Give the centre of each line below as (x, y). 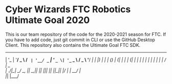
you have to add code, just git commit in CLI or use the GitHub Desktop (80, 40)
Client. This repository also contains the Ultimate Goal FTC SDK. (73, 45)
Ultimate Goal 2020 (48, 20)
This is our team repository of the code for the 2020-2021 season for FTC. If (86, 34)
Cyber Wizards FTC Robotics (68, 9)
